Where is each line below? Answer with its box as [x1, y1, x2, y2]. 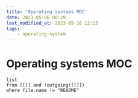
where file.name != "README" [6, 88, 80, 94]
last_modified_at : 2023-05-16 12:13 [6, 20, 98, 26]
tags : [6, 25, 20, 32]
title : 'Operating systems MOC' [6, 8, 87, 15]
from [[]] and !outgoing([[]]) [6, 82, 85, 88]
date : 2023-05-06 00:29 [6, 14, 66, 20]
